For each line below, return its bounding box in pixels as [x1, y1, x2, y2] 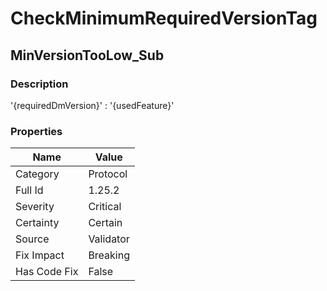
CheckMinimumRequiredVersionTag [10, 7, 318, 30]
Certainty [15, 216, 60, 230]
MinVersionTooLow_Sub [10, 47, 165, 64]
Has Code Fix [15, 265, 79, 279]
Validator [88, 232, 130, 246]
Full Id [15, 183, 44, 197]
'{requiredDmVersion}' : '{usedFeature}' [10, 99, 175, 111]
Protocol [88, 167, 128, 181]
